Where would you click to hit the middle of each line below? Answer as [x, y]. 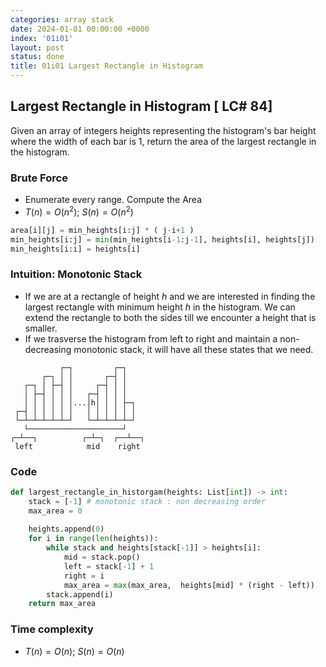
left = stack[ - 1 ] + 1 [109, 566]
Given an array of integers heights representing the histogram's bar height [163, 130]
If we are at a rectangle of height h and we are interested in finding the [170, 296]
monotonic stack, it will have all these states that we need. [193, 349]
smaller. [41, 328]
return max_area [62, 604]
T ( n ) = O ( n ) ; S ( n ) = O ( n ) [74, 651]
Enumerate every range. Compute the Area [113, 200]
